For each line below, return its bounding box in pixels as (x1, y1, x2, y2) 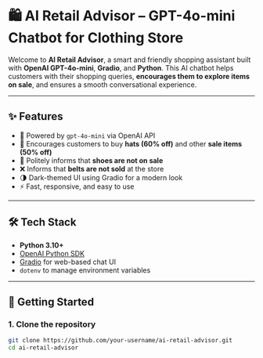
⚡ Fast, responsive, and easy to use (19, 182, 135, 191)
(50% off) (19, 147, 52, 157)
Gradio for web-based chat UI (19, 257, 116, 266)
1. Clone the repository (8, 319, 96, 330)
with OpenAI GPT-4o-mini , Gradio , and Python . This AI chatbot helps (8, 63, 234, 72)
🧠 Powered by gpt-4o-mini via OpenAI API (19, 131, 156, 140)
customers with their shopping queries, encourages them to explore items (8, 71, 250, 81)
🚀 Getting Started (8, 295, 95, 309)
